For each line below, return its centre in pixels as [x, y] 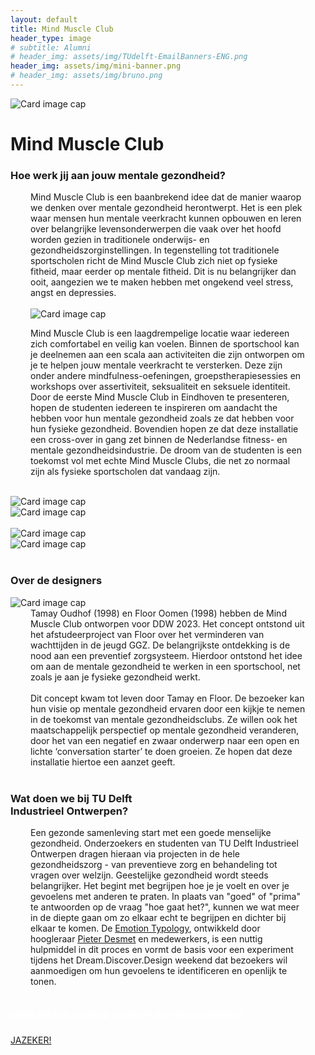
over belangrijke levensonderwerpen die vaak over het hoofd [156, 229]
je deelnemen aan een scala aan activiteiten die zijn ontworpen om [167, 355]
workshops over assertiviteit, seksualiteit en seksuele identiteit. [160, 387]
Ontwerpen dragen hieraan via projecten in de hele [135, 853]
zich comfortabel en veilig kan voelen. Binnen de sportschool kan [165, 344]
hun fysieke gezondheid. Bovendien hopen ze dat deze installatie [164, 429]
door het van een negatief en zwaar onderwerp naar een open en [165, 740]
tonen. [43, 981]
